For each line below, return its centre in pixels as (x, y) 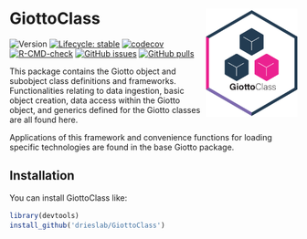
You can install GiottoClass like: (69, 197)
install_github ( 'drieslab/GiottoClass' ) (88, 225)
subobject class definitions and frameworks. (93, 80)
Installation (42, 176)
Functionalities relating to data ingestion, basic (97, 90)
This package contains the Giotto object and (93, 71)
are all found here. (44, 119)
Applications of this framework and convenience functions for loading (141, 137)
